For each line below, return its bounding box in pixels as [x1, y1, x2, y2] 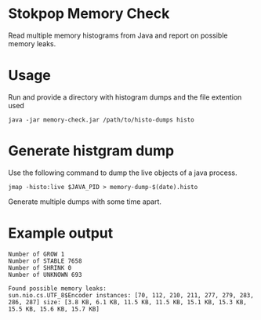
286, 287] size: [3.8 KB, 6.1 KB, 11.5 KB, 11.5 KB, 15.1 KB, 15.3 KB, [8, 298, 247, 306]
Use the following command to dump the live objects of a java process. [8, 168, 237, 177]
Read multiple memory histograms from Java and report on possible [8, 31, 228, 40]
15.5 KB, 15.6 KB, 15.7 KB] [8, 305, 100, 313]
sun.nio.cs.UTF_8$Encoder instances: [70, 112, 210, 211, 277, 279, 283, [8, 291, 255, 299]
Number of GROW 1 [8, 250, 65, 258]
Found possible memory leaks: [8, 284, 107, 293]
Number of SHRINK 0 [8, 264, 72, 271]
